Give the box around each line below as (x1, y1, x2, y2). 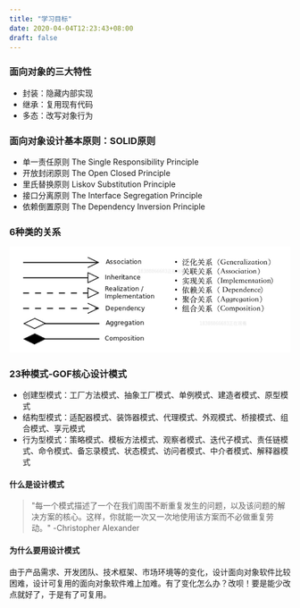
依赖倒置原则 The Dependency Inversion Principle (21, 201, 205, 212)
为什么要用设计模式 (9, 545, 80, 556)
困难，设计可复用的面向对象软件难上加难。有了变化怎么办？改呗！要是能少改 (9, 578, 291, 588)
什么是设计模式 (9, 478, 64, 489)
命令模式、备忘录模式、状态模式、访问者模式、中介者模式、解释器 (37, 445, 281, 456)
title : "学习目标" (9, 14, 73, 23)
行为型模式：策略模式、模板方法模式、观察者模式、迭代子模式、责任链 (21, 435, 281, 445)
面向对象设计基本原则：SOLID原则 (9, 134, 156, 147)
